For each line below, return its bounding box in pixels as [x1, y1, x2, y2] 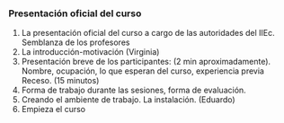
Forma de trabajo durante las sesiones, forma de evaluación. [21, 84, 246, 96]
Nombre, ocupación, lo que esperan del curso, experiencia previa [21, 66, 264, 76]
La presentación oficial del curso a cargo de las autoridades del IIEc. [21, 28, 275, 39]
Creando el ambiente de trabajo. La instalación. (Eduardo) [21, 94, 235, 105]
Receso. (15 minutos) [21, 75, 100, 86]
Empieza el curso [21, 104, 86, 115]
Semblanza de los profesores [21, 37, 130, 48]
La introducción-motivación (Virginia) [21, 47, 160, 57]
